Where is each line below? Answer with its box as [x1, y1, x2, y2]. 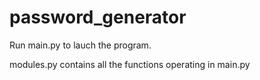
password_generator [9, 6, 187, 29]
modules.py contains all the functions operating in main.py [9, 58, 251, 70]
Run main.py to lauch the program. [9, 39, 152, 51]
